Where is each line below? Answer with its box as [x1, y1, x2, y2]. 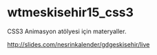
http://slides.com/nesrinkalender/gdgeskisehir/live [7, 40, 150, 48]
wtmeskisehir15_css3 [7, 5, 134, 20]
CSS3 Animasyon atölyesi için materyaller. [7, 27, 127, 35]
